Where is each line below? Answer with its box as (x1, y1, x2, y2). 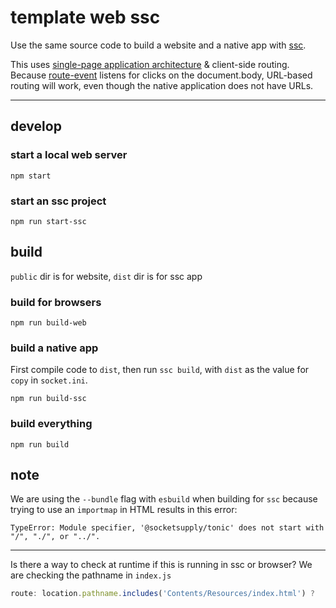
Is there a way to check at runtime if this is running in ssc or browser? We (10, 559, 313, 571)
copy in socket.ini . (10, 374, 88, 386)
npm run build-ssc (10, 394, 87, 404)
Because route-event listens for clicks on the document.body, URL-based (10, 69, 313, 81)
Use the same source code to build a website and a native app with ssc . (10, 39, 307, 51)
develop (10, 118, 62, 135)
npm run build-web (10, 318, 87, 328)
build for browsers (10, 295, 102, 309)
